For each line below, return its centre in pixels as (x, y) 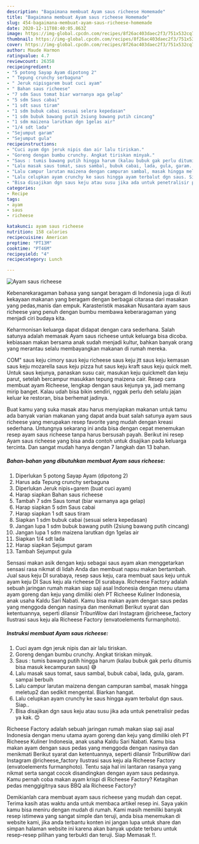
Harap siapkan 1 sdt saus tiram (53, 514)
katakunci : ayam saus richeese (45, 227)
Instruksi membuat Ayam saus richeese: (58, 633)
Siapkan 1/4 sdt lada (40, 539)
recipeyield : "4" (28, 254)
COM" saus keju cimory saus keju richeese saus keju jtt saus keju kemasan (98, 360)
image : (15, 34)
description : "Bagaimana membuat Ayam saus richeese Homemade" (86, 12)
